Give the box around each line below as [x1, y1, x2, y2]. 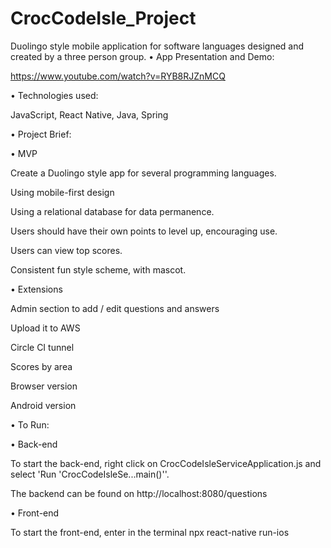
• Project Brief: [10, 128, 72, 140]
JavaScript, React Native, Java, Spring [10, 108, 169, 121]
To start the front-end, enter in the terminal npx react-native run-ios [10, 526, 290, 538]
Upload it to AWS [10, 322, 81, 334]
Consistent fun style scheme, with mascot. [10, 263, 187, 276]
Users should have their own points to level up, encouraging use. [10, 225, 278, 237]
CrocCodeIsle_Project [10, 7, 197, 30]
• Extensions [10, 283, 63, 295]
